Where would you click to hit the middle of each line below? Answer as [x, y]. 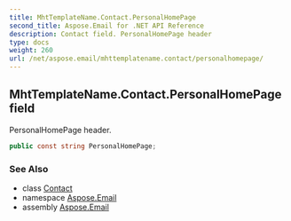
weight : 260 [31, 51]
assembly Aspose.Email [65, 207]
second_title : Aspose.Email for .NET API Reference [106, 26]
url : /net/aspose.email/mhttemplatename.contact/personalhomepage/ [137, 59]
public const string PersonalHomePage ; [83, 146]
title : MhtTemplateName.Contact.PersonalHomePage [103, 17]
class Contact [47, 188]
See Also [29, 169]
